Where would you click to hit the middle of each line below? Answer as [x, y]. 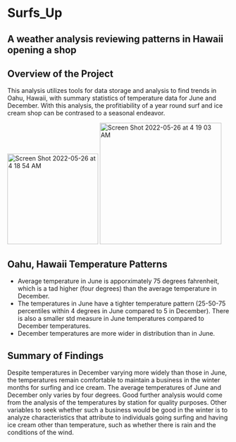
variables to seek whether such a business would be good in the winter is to [117, 410]
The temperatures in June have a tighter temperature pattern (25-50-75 [122, 303]
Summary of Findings [56, 356]
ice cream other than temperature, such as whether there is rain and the [112, 425]
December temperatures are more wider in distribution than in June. [116, 334]
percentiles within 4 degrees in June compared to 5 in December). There [123, 311]
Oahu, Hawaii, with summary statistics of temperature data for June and [112, 98]
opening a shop [42, 50]
